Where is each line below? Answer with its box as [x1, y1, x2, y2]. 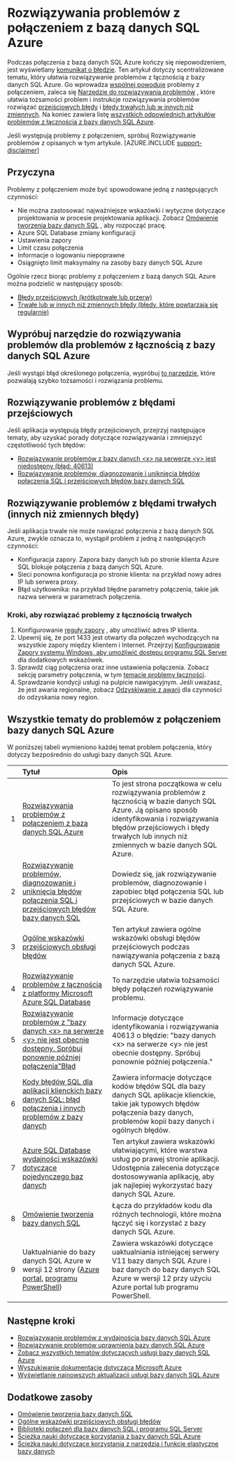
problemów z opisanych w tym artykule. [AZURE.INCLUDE [7, 138, 176, 147]
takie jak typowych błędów [111, 1099, 200, 1109]
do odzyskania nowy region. [17, 693, 99, 702]
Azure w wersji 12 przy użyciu [111, 1273, 212, 1283]
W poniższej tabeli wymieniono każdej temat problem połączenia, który [7, 743, 213, 751]
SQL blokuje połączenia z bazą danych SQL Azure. [17, 563, 164, 571]
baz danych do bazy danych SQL [111, 1265, 221, 1275]
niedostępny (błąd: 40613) [17, 462, 94, 471]
